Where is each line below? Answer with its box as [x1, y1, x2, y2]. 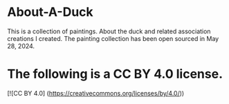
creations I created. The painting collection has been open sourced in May [7, 34, 219, 42]
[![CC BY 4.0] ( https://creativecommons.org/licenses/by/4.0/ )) [7, 89, 185, 97]
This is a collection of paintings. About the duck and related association [7, 27, 211, 35]
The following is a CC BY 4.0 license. [7, 67, 223, 82]
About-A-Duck [7, 4, 93, 20]
